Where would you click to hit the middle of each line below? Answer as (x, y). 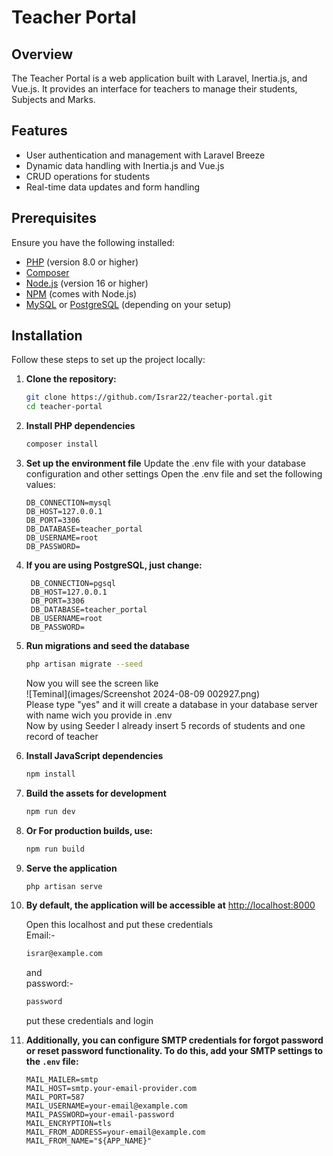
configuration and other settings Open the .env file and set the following (174, 474)
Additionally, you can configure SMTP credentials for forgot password (174, 1040)
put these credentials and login (89, 1021)
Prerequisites (54, 218)
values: (40, 485)
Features (39, 131)
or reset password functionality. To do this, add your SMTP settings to (174, 1051)
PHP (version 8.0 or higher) (82, 262)
